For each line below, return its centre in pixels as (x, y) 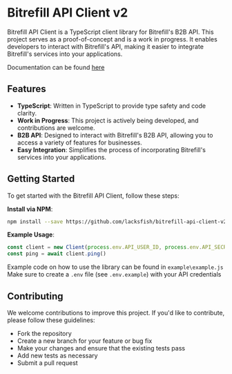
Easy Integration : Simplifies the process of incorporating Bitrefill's (111, 149)
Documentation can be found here (56, 67)
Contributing (35, 296)
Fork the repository (45, 334)
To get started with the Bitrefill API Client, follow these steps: (93, 196)
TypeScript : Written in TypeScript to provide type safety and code (111, 106)
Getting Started (41, 179)
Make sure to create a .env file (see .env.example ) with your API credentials (114, 274)
